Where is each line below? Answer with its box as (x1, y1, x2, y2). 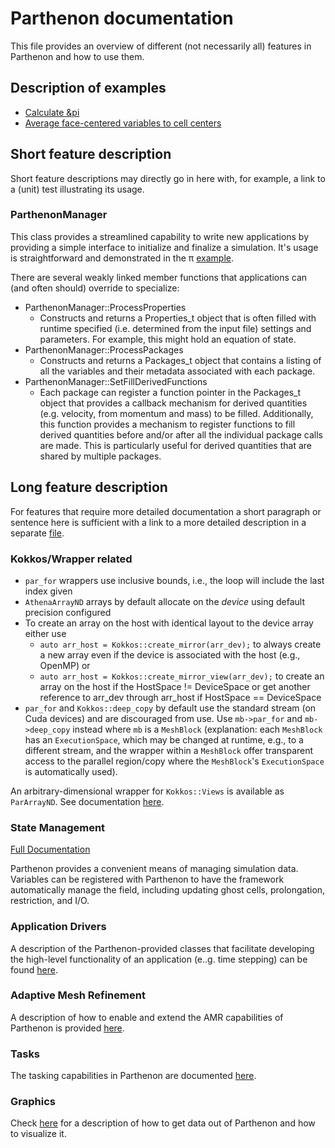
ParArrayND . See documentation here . (10, 795, 165, 807)
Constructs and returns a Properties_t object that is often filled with (39, 312, 317, 324)
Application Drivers (10, 920, 107, 934)
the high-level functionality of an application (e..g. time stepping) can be (10, 953, 308, 965)
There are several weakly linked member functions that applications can (10, 271, 308, 283)
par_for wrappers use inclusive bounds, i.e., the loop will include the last (24, 574, 325, 586)
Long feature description (10, 479, 168, 496)
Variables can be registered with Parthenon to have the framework (10, 873, 285, 886)
